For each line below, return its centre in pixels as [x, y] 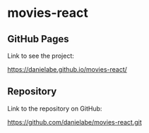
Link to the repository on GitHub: [55, 108]
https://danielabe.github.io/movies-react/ [67, 69]
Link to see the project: [41, 56]
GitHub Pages [38, 39]
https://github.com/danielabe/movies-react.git [75, 122]
